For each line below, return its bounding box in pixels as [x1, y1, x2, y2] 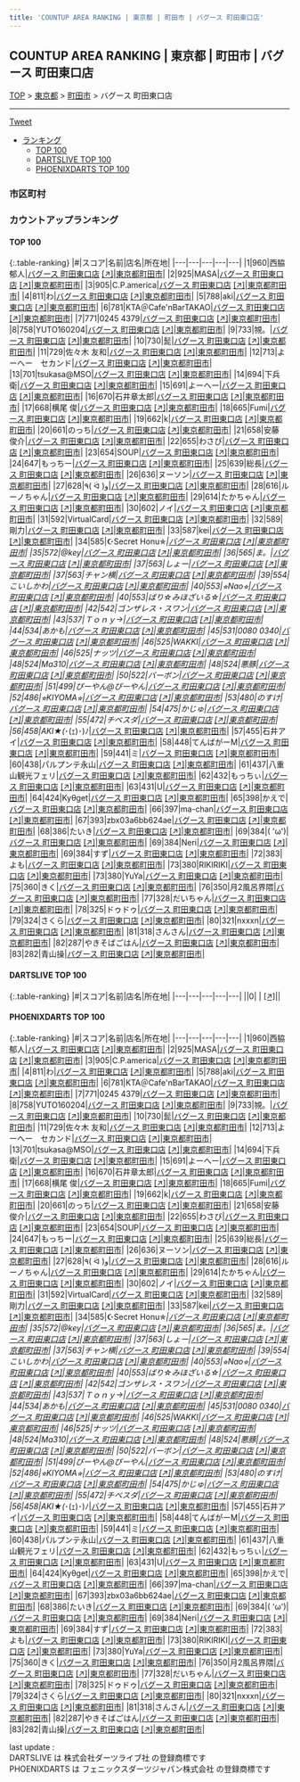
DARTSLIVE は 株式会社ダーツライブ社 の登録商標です [9, 1752, 207, 1762]
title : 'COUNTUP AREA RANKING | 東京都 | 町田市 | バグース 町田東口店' [9, 12, 264, 22]
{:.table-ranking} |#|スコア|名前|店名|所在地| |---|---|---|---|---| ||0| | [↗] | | [9, 991, 281, 1002]
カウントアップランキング [9, 214, 118, 227]
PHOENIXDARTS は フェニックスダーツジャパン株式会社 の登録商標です [9, 1763, 272, 1774]
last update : [9, 1741, 55, 1753]
